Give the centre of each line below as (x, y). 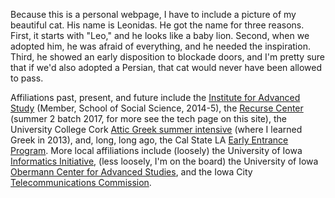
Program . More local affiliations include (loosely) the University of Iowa (156, 150)
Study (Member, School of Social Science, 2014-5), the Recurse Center (157, 108)
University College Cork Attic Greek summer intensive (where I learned (156, 129)
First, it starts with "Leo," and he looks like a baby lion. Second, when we (160, 35)
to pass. (27, 78)
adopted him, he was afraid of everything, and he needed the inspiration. (160, 46)
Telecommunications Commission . (81, 182)
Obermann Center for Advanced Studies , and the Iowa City (131, 172)
